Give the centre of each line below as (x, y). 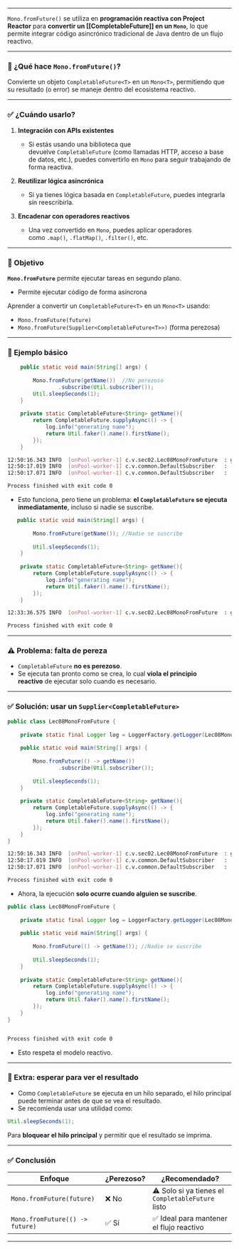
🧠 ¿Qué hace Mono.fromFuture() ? (64, 66)
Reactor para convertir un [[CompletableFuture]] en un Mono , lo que (108, 26)
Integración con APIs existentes (66, 130)
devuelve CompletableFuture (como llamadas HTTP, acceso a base (126, 151)
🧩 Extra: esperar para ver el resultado (73, 1078)
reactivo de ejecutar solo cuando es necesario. (87, 681)
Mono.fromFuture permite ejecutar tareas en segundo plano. (94, 278)
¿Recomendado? (190, 1179)
